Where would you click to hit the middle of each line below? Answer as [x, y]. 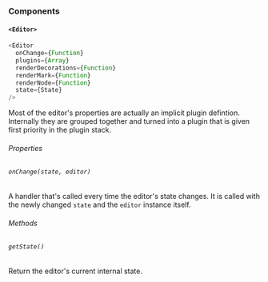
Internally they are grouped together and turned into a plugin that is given [129, 121]
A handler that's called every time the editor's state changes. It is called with [134, 196]
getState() [26, 247]
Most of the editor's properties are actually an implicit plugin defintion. [124, 113]
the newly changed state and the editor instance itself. [100, 205]
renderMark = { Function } [53, 75]
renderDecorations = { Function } [66, 68]
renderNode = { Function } [53, 83]
